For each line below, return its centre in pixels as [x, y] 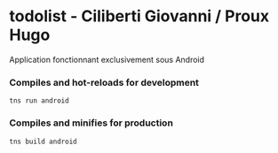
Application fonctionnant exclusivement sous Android [107, 59]
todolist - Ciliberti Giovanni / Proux [139, 16]
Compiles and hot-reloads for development [104, 82]
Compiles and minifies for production [91, 123]
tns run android [39, 101]
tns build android [43, 142]
